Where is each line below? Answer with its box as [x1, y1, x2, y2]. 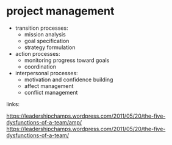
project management [6, 4, 115, 18]
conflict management [24, 89, 78, 96]
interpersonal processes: [15, 69, 78, 76]
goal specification [24, 37, 70, 44]
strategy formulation [24, 44, 76, 51]
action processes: [15, 50, 60, 57]
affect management [24, 82, 74, 89]
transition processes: [15, 24, 68, 32]
